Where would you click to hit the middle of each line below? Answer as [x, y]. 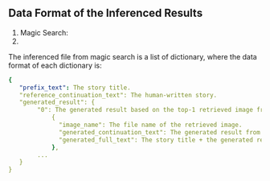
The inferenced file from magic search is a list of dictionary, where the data [133, 56]
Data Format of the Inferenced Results [106, 13]
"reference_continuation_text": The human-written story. [118, 95]
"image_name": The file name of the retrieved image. [151, 125]
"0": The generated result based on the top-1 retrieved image [145, 110]
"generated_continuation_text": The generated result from [160, 132]
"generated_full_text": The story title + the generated [156, 140]
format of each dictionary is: [55, 65]
